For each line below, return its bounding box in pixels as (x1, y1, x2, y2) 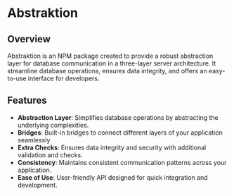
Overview (7, 33, 51, 45)
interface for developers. (27, 74, 100, 82)
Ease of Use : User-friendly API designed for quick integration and (17, 173, 209, 181)
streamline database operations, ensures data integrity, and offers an (7, 67, 207, 75)
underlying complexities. (17, 121, 89, 129)
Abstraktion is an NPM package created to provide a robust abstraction (7, 51, 214, 60)
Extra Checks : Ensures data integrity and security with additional (17, 143, 207, 152)
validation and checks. (17, 150, 83, 159)
